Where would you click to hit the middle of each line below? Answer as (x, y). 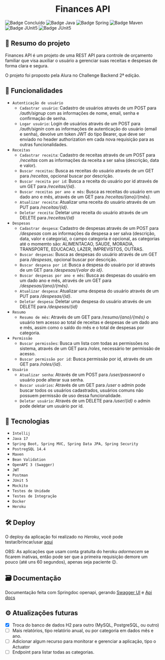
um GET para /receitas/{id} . (48, 186)
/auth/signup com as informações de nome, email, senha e (79, 113)
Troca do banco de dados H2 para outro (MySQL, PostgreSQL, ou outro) (85, 625)
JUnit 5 (20, 481)
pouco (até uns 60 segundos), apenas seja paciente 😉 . (61, 562)
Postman (20, 475)
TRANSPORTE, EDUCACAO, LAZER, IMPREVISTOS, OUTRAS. (82, 249)
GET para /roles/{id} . (41, 364)
